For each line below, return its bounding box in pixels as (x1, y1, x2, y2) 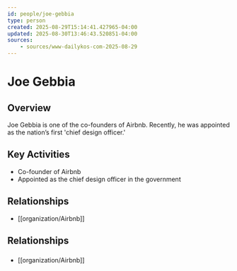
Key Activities (7, 149, 70, 161)
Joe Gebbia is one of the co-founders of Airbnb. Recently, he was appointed (7, 121, 230, 129)
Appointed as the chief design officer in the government (17, 175, 182, 183)
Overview (7, 102, 52, 114)
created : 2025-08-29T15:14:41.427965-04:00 (7, 23, 138, 30)
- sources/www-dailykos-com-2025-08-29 (20, 43, 138, 50)
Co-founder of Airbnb (17, 167, 81, 175)
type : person (7, 17, 46, 24)
